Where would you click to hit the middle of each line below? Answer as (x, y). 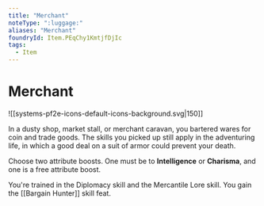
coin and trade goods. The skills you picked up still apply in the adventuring (132, 137)
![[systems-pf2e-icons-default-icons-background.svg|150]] (106, 113)
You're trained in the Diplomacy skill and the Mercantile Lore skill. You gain (130, 185)
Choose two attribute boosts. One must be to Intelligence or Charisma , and (132, 161)
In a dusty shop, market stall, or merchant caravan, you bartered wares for (130, 128)
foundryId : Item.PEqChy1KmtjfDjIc (65, 38)
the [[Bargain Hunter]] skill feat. (59, 193)
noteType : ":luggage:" (46, 23)
